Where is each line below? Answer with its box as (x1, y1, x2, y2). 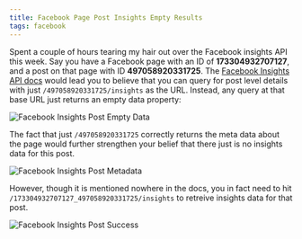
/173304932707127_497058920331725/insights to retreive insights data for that (9, 192, 293, 203)
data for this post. (9, 147, 75, 158)
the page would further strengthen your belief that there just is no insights (9, 138, 283, 149)
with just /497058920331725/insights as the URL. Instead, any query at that (9, 84, 285, 95)
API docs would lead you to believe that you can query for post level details (9, 75, 289, 85)
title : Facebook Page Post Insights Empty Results (9, 13, 203, 22)
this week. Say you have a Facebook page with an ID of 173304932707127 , (9, 56, 290, 66)
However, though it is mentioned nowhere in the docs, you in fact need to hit (9, 182, 292, 193)
